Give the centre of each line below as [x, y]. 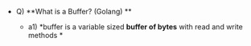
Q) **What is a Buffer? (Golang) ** [74, 11]
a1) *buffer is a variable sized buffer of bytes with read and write [136, 27]
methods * [45, 35]
